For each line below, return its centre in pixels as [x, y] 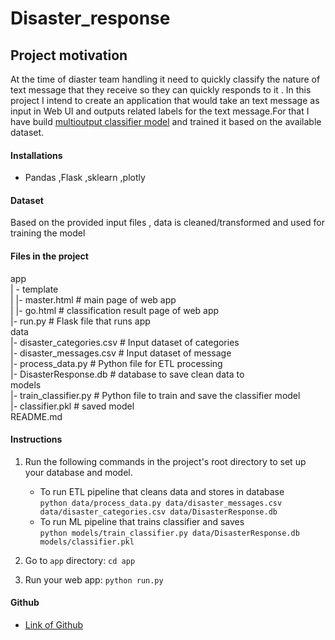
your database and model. [78, 472]
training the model [48, 233]
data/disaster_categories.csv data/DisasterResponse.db [158, 512]
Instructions [36, 439]
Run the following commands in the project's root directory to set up [165, 461]
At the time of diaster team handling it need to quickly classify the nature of [165, 79]
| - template [34, 289]
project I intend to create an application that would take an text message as [165, 100]
